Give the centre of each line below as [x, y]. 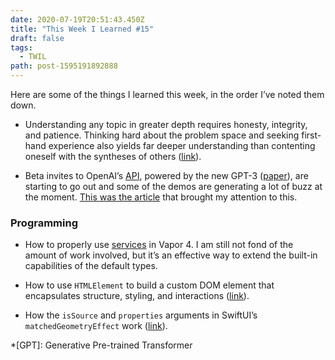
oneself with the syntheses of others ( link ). [113, 156]
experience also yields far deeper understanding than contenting [182, 145]
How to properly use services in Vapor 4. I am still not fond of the [159, 245]
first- [311, 135]
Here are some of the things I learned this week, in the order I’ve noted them [167, 94]
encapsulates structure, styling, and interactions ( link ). [137, 296]
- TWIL [33, 57]
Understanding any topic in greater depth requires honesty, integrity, [166, 124]
